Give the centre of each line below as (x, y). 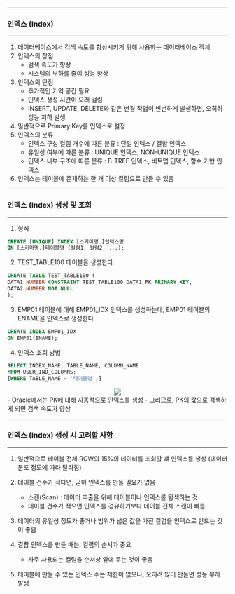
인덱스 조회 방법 (39, 352)
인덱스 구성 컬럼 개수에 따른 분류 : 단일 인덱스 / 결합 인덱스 (107, 144)
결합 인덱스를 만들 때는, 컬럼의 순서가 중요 (74, 544)
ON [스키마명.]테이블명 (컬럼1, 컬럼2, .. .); (66, 248)
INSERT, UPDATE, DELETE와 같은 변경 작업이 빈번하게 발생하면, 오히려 (125, 109)
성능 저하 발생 (47, 117)
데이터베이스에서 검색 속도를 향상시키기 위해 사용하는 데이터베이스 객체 (114, 47)
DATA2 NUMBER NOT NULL (40, 289)
